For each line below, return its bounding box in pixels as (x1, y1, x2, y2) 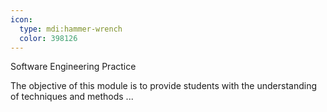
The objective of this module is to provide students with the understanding (10, 80, 318, 92)
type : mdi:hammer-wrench (19, 24, 123, 34)
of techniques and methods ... (10, 91, 134, 103)
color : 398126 (19, 33, 78, 43)
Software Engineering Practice (10, 61, 137, 73)
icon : (10, 14, 33, 25)
